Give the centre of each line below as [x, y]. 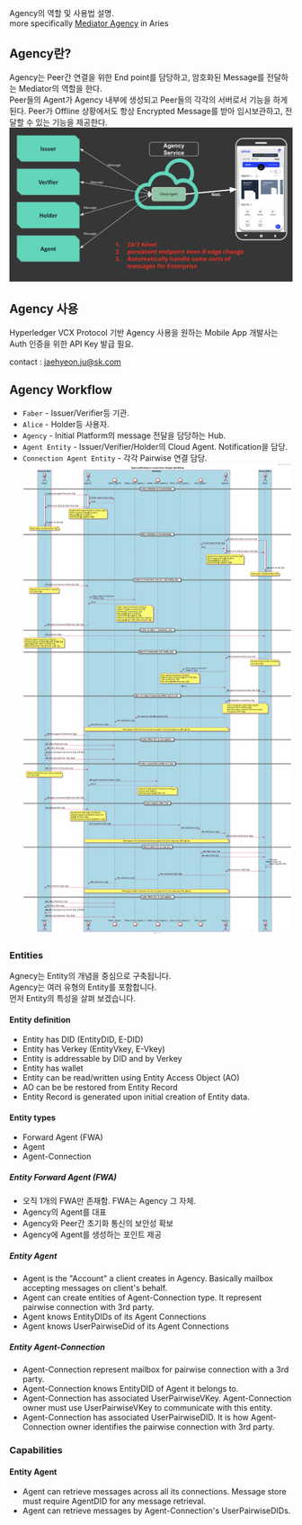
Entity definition [40, 1019]
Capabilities [36, 1450]
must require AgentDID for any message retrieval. [114, 1502]
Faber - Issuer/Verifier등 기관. [76, 413]
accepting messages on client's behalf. [95, 1288]
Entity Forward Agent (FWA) [63, 1177]
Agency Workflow [61, 390]
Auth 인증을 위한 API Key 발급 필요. [72, 344]
